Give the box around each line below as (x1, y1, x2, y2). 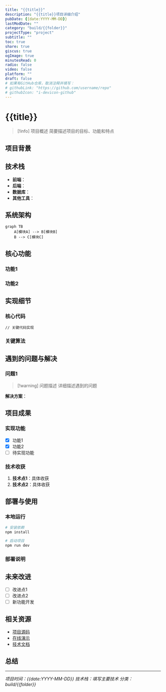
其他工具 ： (12, 195, 35, 201)
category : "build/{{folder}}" (5, 26, 68, 31)
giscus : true (5, 48, 32, 53)
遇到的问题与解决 (5, 354, 57, 363)
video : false (5, 67, 32, 72)
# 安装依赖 (5, 525, 25, 530)
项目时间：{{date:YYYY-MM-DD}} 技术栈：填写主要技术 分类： (5, 676, 133, 682)
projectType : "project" (5, 30, 54, 35)
